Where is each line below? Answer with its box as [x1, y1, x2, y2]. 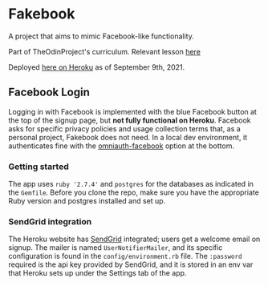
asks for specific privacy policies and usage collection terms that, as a [8, 123, 241, 133]
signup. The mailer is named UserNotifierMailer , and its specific [8, 243, 223, 252]
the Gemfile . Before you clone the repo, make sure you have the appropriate [8, 187, 259, 197]
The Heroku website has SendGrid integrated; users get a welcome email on [8, 234, 261, 244]
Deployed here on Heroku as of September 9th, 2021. [8, 62, 185, 72]
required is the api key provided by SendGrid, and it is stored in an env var [8, 260, 254, 269]
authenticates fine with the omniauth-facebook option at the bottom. [8, 141, 235, 151]
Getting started [8, 161, 70, 172]
